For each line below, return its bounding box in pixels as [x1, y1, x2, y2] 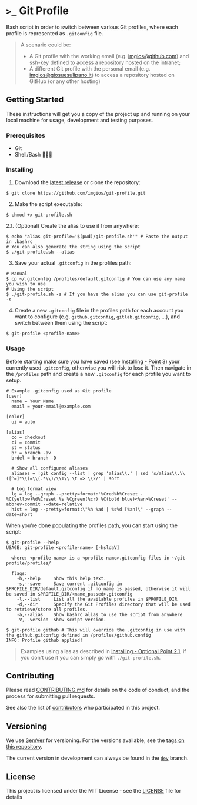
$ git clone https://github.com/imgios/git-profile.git [6, 190, 146, 197]
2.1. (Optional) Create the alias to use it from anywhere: [6, 222, 139, 229]
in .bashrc [6, 239, 33, 245]
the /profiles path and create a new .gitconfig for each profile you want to [6, 370, 191, 377]
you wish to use [6, 281, 46, 287]
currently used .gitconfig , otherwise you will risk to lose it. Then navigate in [6, 364, 192, 371]
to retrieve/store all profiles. [6, 606, 88, 613]
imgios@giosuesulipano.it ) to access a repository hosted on [29, 71, 175, 78]
